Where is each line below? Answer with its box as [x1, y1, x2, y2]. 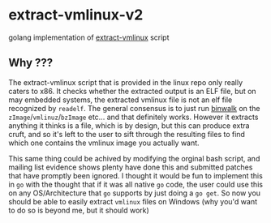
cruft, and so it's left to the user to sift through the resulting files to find [8, 129, 246, 139]
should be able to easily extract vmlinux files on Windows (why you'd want [8, 196, 258, 206]
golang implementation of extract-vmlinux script [8, 32, 170, 42]
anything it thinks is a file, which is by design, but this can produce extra [8, 120, 250, 131]
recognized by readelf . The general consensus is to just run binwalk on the [8, 103, 260, 113]
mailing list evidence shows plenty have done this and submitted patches [8, 162, 253, 172]
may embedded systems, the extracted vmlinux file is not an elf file [8, 95, 233, 105]
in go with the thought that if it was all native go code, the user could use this [8, 179, 264, 189]
